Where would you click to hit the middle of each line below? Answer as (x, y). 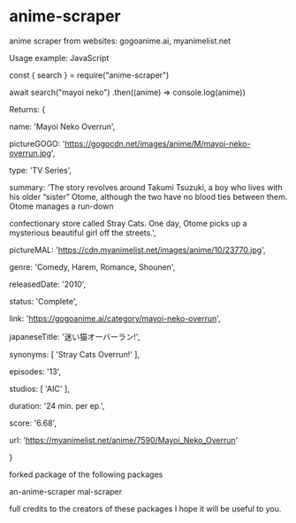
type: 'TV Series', (41, 170)
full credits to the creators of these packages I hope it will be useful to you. (145, 508)
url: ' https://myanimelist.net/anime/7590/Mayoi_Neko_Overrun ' (124, 440)
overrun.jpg (30, 153)
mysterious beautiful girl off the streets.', (83, 233)
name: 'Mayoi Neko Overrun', (62, 127)
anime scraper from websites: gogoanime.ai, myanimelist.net (120, 41)
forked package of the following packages (86, 474)
